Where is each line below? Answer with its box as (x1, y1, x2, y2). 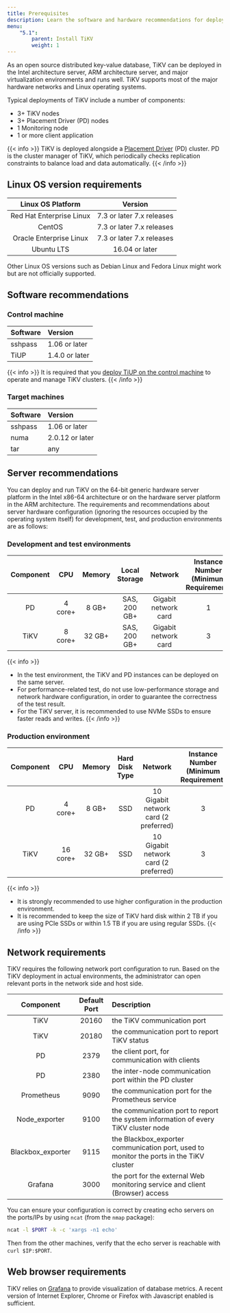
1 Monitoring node (16, 124, 68, 132)
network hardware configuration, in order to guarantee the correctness (16, 692, 218, 700)
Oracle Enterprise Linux (12, 233, 89, 242)
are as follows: (7, 522, 49, 530)
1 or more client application (16, 131, 94, 139)
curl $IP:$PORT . (7, 1246, 53, 1254)
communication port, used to (112, 1143, 205, 1152)
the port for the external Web (112, 1172, 205, 1181)
